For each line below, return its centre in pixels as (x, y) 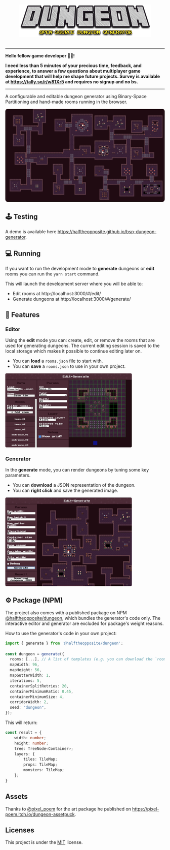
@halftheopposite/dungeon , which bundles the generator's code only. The (83, 618)
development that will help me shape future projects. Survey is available (83, 76)
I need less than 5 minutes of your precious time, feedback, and (73, 66)
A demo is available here (31, 231)
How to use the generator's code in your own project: (61, 633)
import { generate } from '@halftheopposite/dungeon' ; (64, 643)
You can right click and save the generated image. (65, 491)
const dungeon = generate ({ (35, 654)
